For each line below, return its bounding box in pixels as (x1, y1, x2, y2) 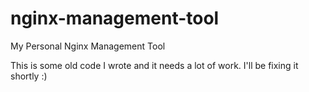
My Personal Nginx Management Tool (10, 40, 166, 52)
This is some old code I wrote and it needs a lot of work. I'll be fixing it (10, 59, 299, 71)
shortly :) (10, 70, 48, 82)
